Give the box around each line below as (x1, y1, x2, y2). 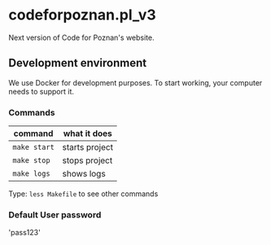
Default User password (8, 209, 102, 221)
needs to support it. (8, 86, 75, 96)
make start (12, 142, 55, 152)
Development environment (8, 56, 147, 70)
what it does (63, 128, 112, 139)
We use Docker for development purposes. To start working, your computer (8, 77, 263, 87)
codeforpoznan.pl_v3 (8, 6, 156, 24)
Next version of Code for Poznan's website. (8, 33, 155, 42)
